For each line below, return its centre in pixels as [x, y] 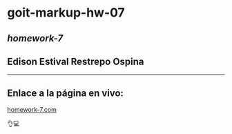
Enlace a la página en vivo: [66, 93]
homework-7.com [32, 110]
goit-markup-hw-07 [66, 13]
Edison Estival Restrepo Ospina [76, 61]
